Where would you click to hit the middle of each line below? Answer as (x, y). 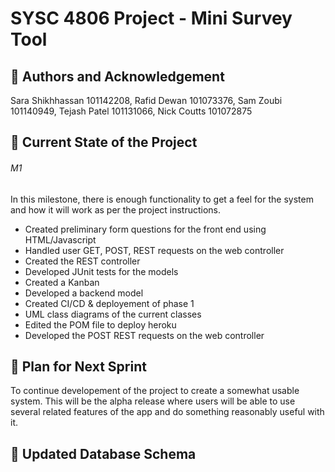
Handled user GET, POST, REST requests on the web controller (154, 250)
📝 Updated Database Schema (103, 453)
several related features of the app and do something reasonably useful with (167, 412)
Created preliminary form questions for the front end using (145, 229)
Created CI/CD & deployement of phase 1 (109, 303)
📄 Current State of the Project (104, 142)
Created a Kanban (62, 282)
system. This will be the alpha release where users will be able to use (153, 401)
